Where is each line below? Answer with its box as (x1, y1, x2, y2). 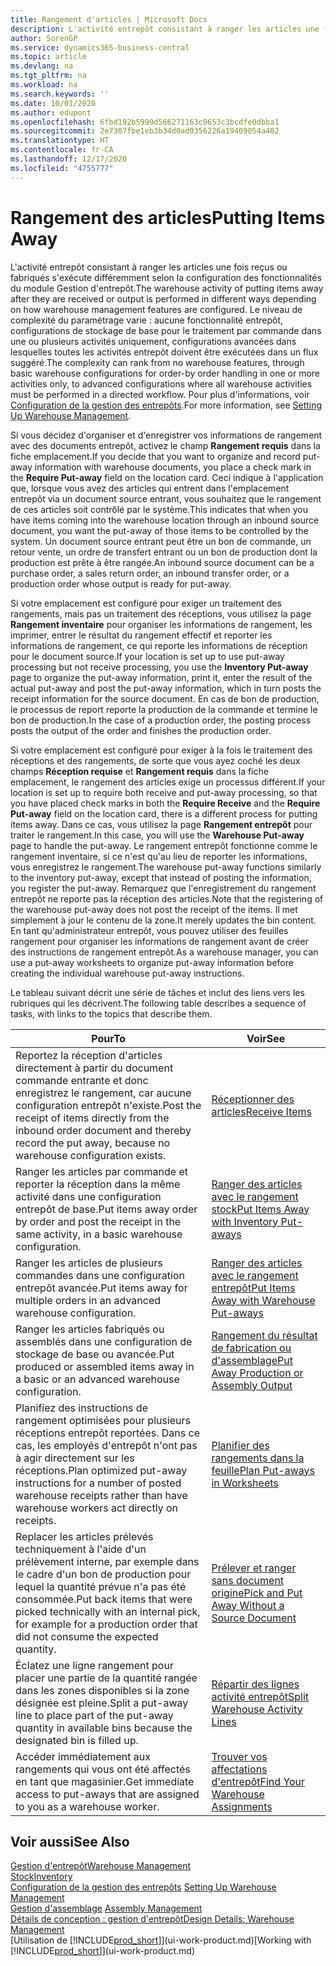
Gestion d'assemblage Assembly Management (10, 1902, 203, 1915)
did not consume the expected (15, 1629, 159, 1643)
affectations (211, 1762, 268, 1776)
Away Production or (211, 1366, 304, 1380)
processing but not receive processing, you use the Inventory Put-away (10, 661, 309, 673)
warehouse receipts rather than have (15, 1488, 188, 1502)
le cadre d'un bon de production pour (15, 1567, 192, 1581)
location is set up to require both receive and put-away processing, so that (10, 786, 318, 798)
